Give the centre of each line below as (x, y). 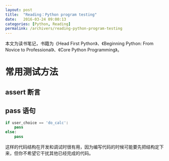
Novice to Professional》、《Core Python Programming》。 (64, 50)
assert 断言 (23, 92)
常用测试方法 (32, 72)
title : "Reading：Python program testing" (51, 15)
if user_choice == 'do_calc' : (37, 123)
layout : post (19, 10)
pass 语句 (21, 111)
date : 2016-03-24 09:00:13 (36, 19)
